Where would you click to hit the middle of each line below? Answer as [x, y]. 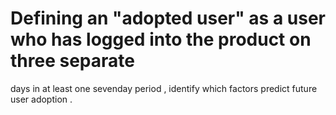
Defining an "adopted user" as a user [168, 18]
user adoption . [41, 99]
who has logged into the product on [161, 39]
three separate [72, 61]
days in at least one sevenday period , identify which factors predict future [164, 88]
